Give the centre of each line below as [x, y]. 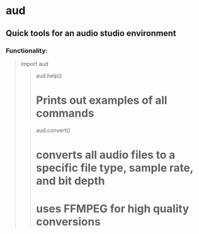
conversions [68, 222]
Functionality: [27, 51]
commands [65, 113]
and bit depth [70, 181]
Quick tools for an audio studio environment [91, 33]
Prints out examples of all [101, 101]
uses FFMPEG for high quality [113, 209]
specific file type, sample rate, [114, 168]
